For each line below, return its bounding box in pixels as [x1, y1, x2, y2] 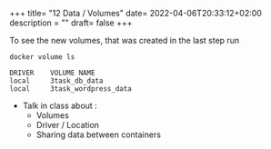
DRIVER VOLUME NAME [9, 68, 95, 77]
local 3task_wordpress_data [9, 84, 132, 94]
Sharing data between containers [35, 129, 162, 140]
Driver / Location [35, 120, 100, 130]
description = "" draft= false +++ [9, 17, 133, 28]
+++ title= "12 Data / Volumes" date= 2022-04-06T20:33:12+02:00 [9, 8, 262, 18]
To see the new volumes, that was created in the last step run [9, 35, 240, 45]
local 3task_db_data [9, 76, 104, 85]
